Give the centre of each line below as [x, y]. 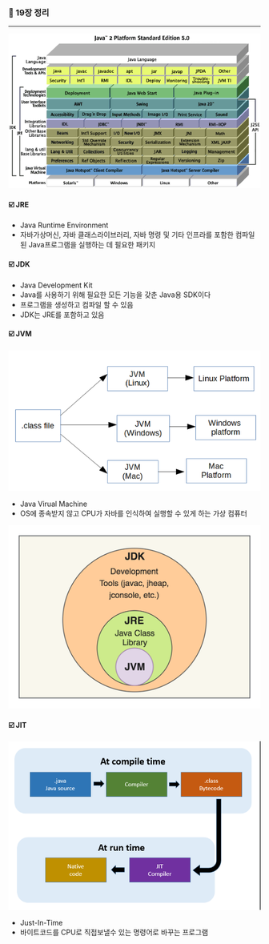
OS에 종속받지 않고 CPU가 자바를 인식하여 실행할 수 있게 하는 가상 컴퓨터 [134, 513]
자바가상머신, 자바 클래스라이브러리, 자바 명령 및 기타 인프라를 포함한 [126, 235]
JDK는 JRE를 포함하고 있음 [62, 315]
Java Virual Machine [54, 504]
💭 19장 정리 [29, 12]
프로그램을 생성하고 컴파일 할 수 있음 [76, 304]
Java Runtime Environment [64, 225]
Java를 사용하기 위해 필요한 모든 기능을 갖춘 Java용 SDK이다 [115, 295]
